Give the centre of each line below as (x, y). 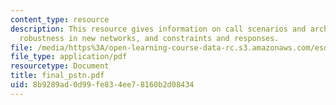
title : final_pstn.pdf (57, 76)
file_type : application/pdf (69, 57)
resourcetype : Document (60, 66)
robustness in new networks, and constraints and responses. (149, 38)
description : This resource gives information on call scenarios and (158, 29)
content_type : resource (60, 19)
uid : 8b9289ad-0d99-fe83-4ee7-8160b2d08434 (102, 85)
